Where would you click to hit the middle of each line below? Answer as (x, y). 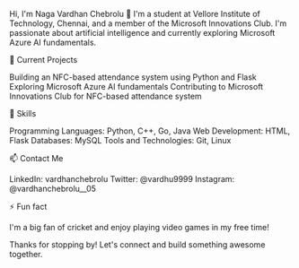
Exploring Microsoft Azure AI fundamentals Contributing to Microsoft (136, 86)
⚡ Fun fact (28, 207)
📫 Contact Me (36, 158)
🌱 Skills (23, 113)
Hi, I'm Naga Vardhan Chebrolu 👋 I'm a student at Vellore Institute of (135, 14)
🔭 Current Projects (44, 60)
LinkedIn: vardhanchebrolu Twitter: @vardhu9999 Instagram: (122, 179)
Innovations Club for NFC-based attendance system (106, 96)
